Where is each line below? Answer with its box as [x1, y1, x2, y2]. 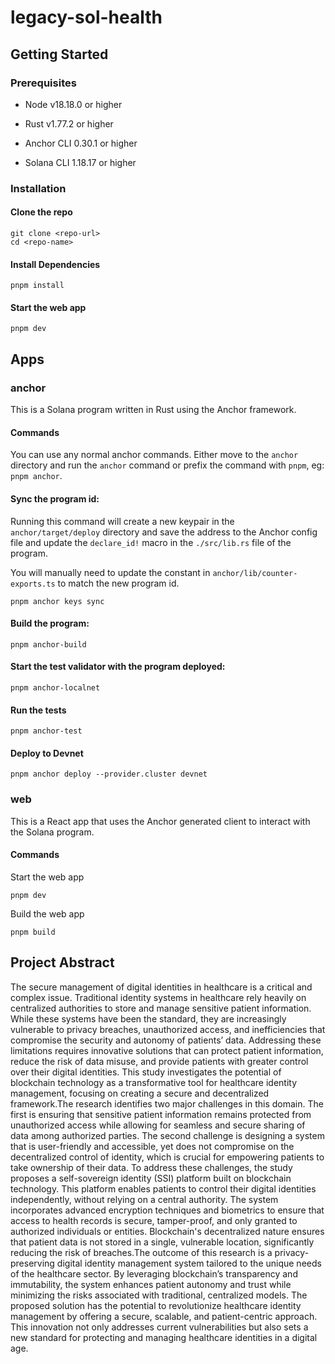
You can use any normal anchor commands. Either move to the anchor [10, 449, 299, 461]
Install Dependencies [10, 258, 101, 270]
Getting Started [10, 46, 109, 63]
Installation [10, 181, 67, 195]
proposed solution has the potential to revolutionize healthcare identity [10, 1299, 302, 1311]
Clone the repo [10, 206, 73, 218]
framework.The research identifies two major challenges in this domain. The [10, 1097, 324, 1110]
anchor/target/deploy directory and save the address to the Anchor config [10, 526, 318, 538]
